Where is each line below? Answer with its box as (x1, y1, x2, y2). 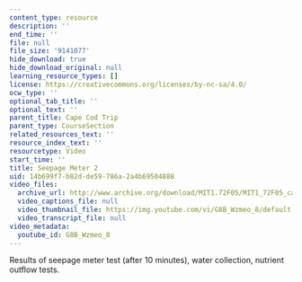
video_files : (9, 181, 58, 189)
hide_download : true (9, 55, 87, 64)
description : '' (9, 22, 70, 31)
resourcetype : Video (9, 146, 87, 155)
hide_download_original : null (9, 64, 123, 73)
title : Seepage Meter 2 (9, 163, 99, 172)
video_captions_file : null (17, 197, 119, 207)
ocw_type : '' (9, 88, 58, 97)
